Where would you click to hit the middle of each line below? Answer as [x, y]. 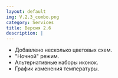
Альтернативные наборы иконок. [56, 63]
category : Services [30, 22]
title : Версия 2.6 [29, 28]
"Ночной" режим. [37, 56]
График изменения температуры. [57, 69]
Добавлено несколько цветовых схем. [63, 50]
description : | [25, 33]
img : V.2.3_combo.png [33, 17]
